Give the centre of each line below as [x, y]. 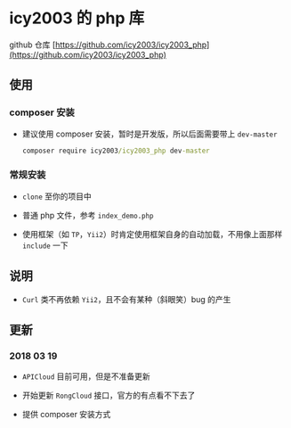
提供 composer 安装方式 [66, 415]
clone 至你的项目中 [57, 196]
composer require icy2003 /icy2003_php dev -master [116, 151]
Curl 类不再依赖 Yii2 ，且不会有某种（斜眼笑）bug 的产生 [126, 299]
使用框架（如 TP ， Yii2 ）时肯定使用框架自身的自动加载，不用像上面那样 [152, 234]
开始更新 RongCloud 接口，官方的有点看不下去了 [109, 395]
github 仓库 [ [32, 45]
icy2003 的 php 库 [77, 18]
